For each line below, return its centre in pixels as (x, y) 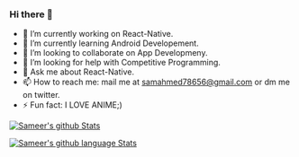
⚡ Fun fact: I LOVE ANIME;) (72, 105)
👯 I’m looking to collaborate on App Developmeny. (115, 53)
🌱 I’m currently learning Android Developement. (111, 43)
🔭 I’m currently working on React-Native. (98, 34)
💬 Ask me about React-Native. (78, 72)
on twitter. (41, 95)
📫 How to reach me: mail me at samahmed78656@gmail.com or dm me (156, 82)
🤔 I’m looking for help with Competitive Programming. (121, 63)
